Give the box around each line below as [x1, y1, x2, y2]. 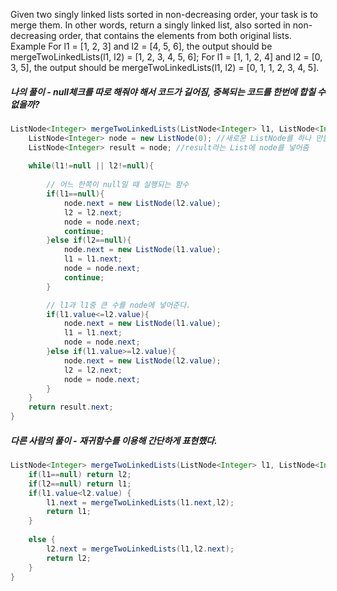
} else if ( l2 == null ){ [46, 235, 132, 246]
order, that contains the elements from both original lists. [58, 30, 292, 41]
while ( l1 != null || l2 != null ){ [28, 161, 155, 171]
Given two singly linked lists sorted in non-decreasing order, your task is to [10, 9, 319, 20]
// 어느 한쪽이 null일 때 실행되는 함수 [46, 180, 190, 190]
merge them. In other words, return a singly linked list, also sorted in [10, 19, 291, 31]
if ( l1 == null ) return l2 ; [28, 469, 132, 479]
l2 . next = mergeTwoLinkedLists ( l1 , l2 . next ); [46, 544, 235, 554]
